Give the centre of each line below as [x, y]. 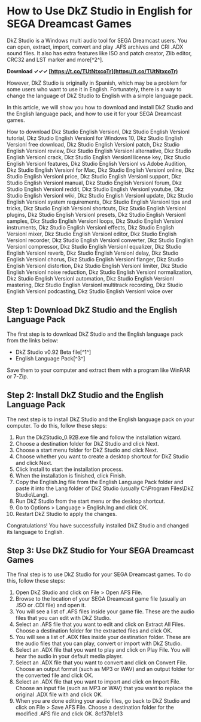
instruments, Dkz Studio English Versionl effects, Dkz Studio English [90, 227]
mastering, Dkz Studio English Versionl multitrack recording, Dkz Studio [95, 285]
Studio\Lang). [32, 494]
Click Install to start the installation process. [69, 469]
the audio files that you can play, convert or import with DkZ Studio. [98, 643]
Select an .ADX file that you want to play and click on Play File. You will [103, 650]
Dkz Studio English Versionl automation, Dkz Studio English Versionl [90, 278]
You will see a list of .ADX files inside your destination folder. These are [103, 637]
